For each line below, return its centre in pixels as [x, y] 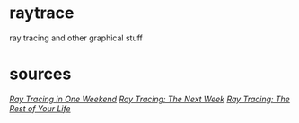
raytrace [42, 13]
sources [40, 74]
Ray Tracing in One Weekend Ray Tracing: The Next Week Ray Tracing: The [149, 99]
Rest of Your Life [40, 108]
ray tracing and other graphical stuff [76, 38]
